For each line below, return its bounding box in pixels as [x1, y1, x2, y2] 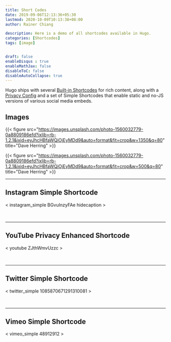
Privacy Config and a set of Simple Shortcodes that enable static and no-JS [5, 92, 164, 99]
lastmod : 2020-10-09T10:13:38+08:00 [5, 17, 83, 22]
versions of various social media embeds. [5, 98, 93, 104]
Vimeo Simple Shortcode [5, 317, 87, 326]
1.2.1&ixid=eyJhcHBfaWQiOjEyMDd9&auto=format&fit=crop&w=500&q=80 [5, 163, 161, 169]
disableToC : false [5, 68, 44, 74]
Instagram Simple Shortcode [5, 188, 98, 197]
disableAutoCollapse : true [5, 73, 63, 78]
